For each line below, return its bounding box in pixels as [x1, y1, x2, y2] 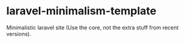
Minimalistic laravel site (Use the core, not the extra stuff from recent [6, 24, 179, 31]
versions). [6, 30, 32, 37]
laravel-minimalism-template [6, 4, 157, 18]
